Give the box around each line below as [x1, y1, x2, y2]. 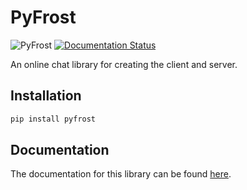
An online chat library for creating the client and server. [10, 58, 238, 70]
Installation [10, 87, 82, 105]
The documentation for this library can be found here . [10, 168, 232, 180]
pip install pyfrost [10, 114, 97, 124]
